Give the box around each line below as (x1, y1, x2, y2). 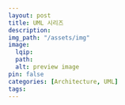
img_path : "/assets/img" (8, 33, 90, 42)
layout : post (8, 11, 51, 20)
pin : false (8, 70, 44, 78)
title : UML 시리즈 (8, 19, 64, 27)
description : (8, 26, 51, 34)
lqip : (15, 48, 34, 56)
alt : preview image (15, 63, 80, 71)
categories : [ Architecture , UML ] (8, 77, 119, 85)
